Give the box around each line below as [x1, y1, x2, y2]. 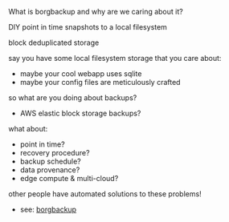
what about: [8, 124, 48, 133]
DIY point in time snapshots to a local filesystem [8, 22, 167, 31]
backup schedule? [19, 156, 82, 166]
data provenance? [19, 165, 80, 175]
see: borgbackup [19, 204, 77, 214]
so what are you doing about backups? [8, 93, 137, 103]
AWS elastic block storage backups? [19, 108, 141, 118]
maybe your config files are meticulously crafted [19, 78, 181, 87]
